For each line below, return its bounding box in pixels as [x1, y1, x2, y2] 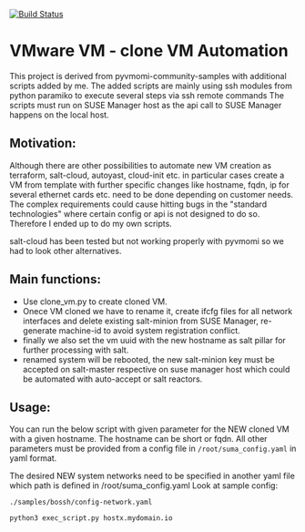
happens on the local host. [9, 109, 109, 120]
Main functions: [9, 271, 102, 287]
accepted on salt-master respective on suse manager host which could [22, 363, 290, 374]
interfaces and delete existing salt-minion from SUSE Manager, [22, 315, 259, 326]
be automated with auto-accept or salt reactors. [22, 373, 203, 384]
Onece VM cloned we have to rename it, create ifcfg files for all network [22, 305, 293, 316]
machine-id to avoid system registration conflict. [58, 324, 241, 336]
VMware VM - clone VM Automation [9, 41, 289, 61]
